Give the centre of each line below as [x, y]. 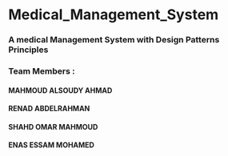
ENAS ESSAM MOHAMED [51, 145]
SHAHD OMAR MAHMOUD [53, 126]
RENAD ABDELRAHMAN [49, 109]
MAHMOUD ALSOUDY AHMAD [60, 90]
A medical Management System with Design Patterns [114, 40]
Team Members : [42, 71]
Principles [28, 50]
